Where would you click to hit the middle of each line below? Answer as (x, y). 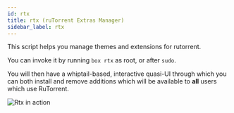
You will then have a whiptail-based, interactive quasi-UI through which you (117, 74)
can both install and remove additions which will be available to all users (112, 81)
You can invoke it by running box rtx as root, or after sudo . (92, 60)
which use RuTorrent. (38, 89)
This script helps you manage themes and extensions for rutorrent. (104, 47)
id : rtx (19, 14)
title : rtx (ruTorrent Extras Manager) (66, 20)
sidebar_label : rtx (36, 27)
